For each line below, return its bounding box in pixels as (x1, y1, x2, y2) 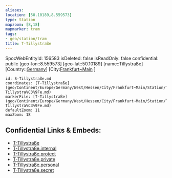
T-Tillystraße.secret (12, 167, 54, 173)
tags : (5, 31, 17, 37)
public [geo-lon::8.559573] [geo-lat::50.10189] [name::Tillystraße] (5, 60, 143, 67)
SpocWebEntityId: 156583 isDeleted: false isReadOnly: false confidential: (5, 55, 159, 61)
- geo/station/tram (5, 37, 47, 42)
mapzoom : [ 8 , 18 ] (5, 22, 40, 27)
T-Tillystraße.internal (12, 145, 57, 151)
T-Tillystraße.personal (12, 162, 59, 168)
